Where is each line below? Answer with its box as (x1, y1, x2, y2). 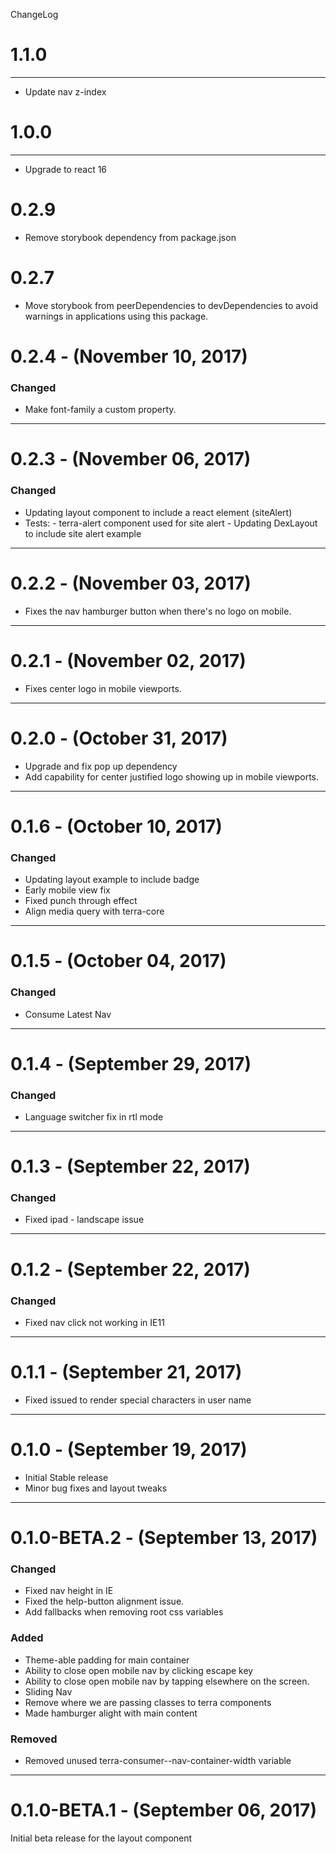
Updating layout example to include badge (24, 874, 200, 886)
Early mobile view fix (24, 884, 111, 896)
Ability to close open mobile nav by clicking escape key (24, 1664, 254, 1676)
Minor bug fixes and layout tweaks (24, 1482, 168, 1494)
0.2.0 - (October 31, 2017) (10, 727, 228, 749)
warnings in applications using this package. (24, 310, 209, 322)
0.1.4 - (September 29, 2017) (10, 1052, 252, 1075)
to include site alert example (24, 527, 142, 539)
